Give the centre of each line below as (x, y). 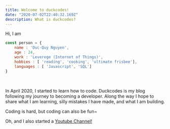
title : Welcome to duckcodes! (37, 10)
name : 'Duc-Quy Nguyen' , (42, 48)
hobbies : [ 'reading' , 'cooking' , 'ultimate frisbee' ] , (76, 62)
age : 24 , (25, 53)
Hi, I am (13, 34)
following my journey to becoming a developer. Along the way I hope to (80, 96)
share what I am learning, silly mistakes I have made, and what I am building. (85, 101)
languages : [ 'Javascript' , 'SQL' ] (53, 66)
